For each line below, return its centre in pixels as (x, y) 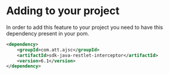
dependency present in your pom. (48, 33)
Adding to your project (63, 11)
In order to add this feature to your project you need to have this (85, 27)
